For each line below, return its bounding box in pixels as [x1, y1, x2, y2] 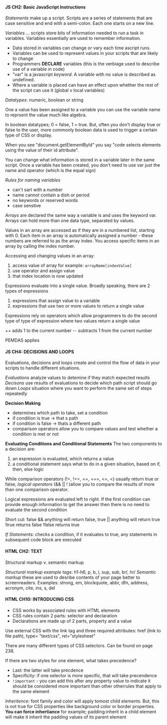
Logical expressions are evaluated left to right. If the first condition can [5, 496, 151, 502]
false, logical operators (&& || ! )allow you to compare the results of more [5, 481, 155, 487]
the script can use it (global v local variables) [12, 87, 105, 93]
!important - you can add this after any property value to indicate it [12, 678, 151, 684]
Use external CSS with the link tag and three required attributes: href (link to [5, 627, 161, 633]
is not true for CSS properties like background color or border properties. [5, 703, 156, 709]
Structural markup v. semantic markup [5, 559, 84, 565]
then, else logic [12, 466, 44, 472]
